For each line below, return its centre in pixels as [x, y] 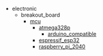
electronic [24, 9]
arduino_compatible [72, 34]
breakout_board [40, 15]
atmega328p [54, 27]
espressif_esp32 [59, 40]
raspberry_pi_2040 [62, 46]
